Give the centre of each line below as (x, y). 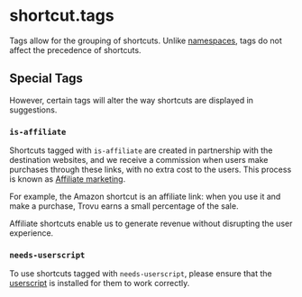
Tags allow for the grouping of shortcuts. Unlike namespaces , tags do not (146, 40)
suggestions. (33, 110)
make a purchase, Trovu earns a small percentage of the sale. (124, 206)
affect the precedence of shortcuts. (75, 49)
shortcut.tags (62, 16)
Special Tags (46, 79)
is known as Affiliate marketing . (68, 179)
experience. (32, 233)
